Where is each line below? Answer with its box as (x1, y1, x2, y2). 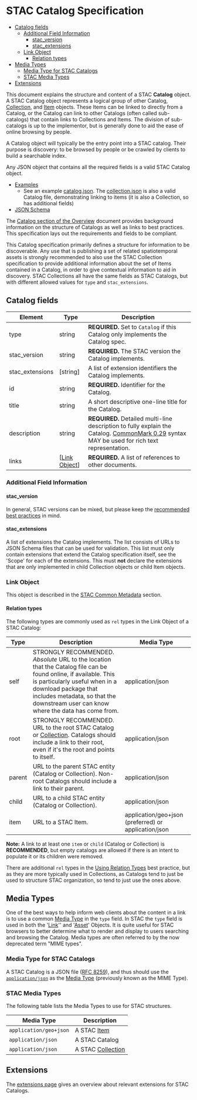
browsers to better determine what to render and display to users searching (6, 928, 189, 935)
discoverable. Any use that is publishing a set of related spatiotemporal (6, 247, 178, 254)
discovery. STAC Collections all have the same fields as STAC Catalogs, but (6, 272, 188, 279)
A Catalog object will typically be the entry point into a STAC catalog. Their (6, 140, 186, 147)
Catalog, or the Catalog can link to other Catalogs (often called (6, 110, 157, 117)
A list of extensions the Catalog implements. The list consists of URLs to (6, 538, 180, 546)
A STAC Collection (74, 1045, 125, 1053)
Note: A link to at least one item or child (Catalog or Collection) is (6, 840, 165, 847)
